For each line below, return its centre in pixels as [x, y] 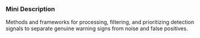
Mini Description [30, 9]
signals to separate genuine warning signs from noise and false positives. [97, 28]
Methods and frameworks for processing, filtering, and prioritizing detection [100, 22]
